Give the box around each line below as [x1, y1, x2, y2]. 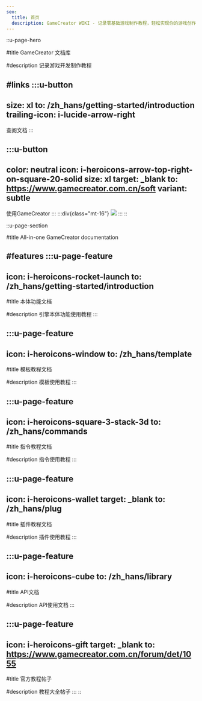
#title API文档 [6, 588, 40, 595]
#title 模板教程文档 [6, 366, 52, 373]
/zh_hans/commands [6, 426, 88, 436]
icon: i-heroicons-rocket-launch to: [6, 271, 142, 282]
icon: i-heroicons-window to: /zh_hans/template [6, 349, 192, 359]
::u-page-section [6, 221, 48, 229]
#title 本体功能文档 [6, 297, 52, 305]
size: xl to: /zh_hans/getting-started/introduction [6, 100, 195, 110]
